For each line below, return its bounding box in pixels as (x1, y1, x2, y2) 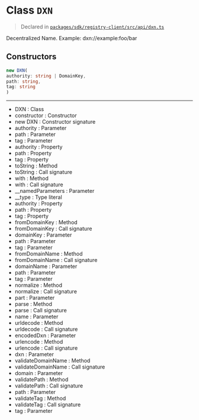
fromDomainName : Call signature (14, 257, 98, 264)
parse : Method (14, 301, 52, 308)
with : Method (14, 175, 49, 182)
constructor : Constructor (14, 112, 77, 119)
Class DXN (6, 4, 53, 17)
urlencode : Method (14, 338, 63, 345)
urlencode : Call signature (14, 344, 78, 352)
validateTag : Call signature (14, 401, 81, 408)
